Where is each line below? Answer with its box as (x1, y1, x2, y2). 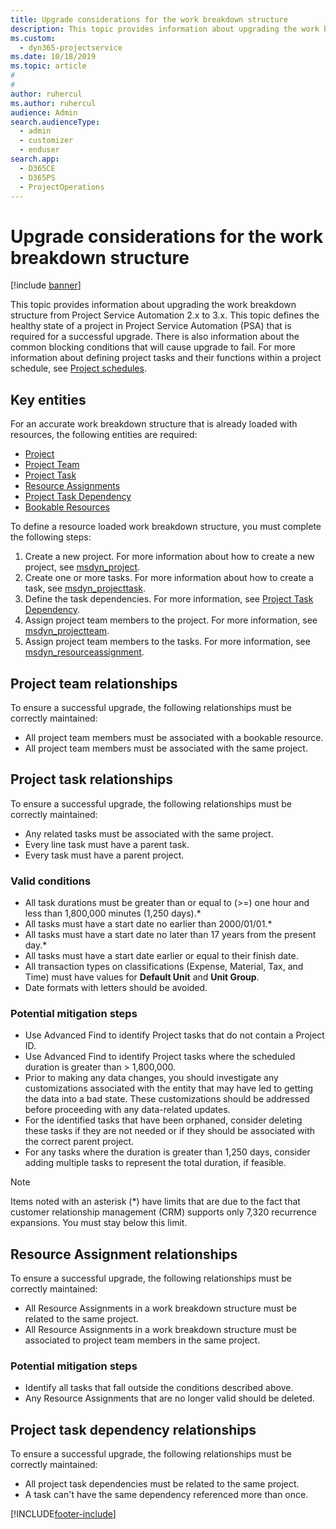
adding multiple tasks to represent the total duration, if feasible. (24, 1157, 287, 1169)
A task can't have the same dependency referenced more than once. (24, 1489, 309, 1501)
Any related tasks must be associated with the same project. (24, 827, 274, 840)
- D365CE (19, 163, 56, 173)
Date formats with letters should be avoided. (24, 982, 208, 994)
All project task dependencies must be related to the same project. (24, 1478, 300, 1490)
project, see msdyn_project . (24, 561, 141, 573)
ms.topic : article (10, 61, 87, 71)
